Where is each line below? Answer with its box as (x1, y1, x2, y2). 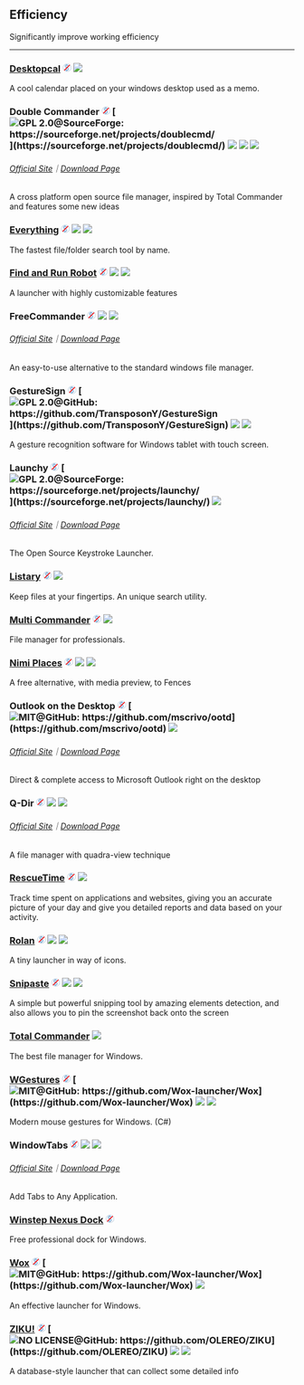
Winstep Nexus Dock (9, 1214, 104, 1227)
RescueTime (9, 872, 65, 885)
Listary (9, 570, 42, 583)
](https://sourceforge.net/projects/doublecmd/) (9, 139, 226, 152)
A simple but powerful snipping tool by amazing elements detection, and (9, 998, 280, 1009)
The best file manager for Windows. (9, 1050, 143, 1061)
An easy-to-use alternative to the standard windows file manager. (9, 362, 254, 373)
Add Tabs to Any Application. (9, 1191, 119, 1202)
